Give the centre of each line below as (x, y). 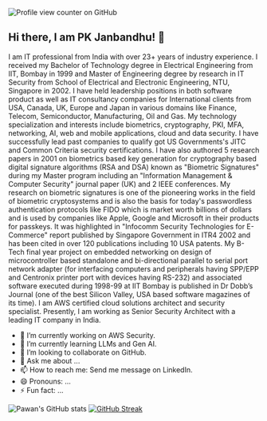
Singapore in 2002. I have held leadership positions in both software (120, 90)
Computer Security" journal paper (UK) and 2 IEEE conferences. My (120, 184)
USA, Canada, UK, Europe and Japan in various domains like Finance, (123, 107)
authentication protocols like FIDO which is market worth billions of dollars (130, 209)
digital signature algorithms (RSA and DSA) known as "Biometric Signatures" (134, 167)
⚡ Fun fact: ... (41, 390)
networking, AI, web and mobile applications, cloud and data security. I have (133, 133)
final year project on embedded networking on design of (119, 252)
